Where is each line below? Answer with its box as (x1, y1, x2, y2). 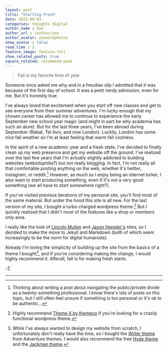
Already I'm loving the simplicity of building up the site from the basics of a (5, 244, 159, 250)
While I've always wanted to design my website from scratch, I (12, 325, 141, 331)
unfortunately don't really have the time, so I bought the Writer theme (12, 330, 155, 336)
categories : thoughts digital (5, 21, 68, 27)
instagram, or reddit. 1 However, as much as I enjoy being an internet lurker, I (5, 171, 161, 178)
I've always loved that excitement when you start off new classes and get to (5, 102, 161, 108)
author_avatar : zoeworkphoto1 (5, 36, 68, 41)
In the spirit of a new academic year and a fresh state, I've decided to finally (5, 144, 161, 150)
